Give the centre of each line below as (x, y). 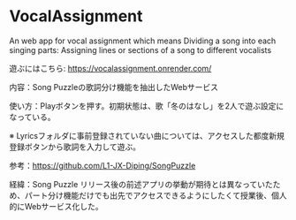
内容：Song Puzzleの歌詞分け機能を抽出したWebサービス (114, 87)
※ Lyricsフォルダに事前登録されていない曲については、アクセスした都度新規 (147, 135)
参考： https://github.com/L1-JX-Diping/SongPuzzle (102, 165)
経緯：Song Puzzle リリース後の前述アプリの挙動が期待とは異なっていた (141, 184)
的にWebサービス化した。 (56, 206)
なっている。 (32, 117)
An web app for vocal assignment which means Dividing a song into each (143, 41)
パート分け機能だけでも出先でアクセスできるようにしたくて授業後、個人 (156, 195)
